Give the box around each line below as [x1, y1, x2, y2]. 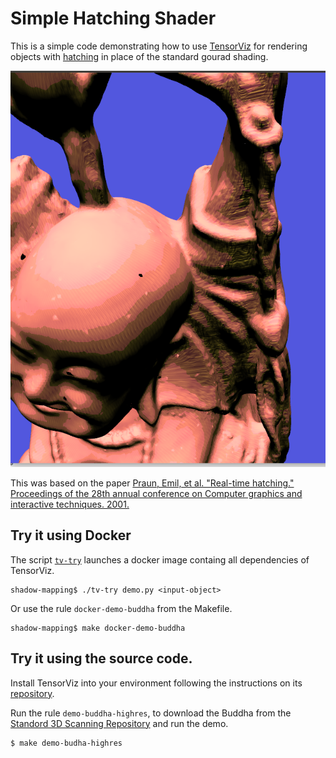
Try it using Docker [10, 527, 132, 544]
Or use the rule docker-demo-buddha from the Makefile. [10, 602, 233, 614]
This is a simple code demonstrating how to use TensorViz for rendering [10, 40, 308, 52]
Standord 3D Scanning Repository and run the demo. [10, 717, 229, 729]
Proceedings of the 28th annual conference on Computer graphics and [10, 488, 303, 500]
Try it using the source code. [10, 650, 193, 667]
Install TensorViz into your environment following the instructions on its [10, 677, 303, 689]
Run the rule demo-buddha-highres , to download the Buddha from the [10, 707, 292, 719]
